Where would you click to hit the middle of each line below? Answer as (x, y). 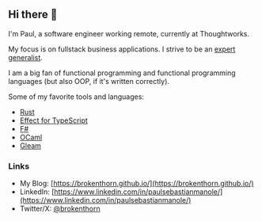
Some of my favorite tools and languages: (76, 97)
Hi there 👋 (33, 15)
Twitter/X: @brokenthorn (60, 209)
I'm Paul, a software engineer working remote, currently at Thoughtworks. (129, 33)
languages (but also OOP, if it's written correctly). (89, 81)
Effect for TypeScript (54, 120)
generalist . (26, 57)
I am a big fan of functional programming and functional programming (122, 73)
